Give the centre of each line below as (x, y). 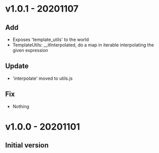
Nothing (21, 106)
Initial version (27, 145)
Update (17, 66)
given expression (30, 50)
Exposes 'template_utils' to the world (51, 39)
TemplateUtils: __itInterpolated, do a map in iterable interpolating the (83, 45)
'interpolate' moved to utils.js (43, 78)
